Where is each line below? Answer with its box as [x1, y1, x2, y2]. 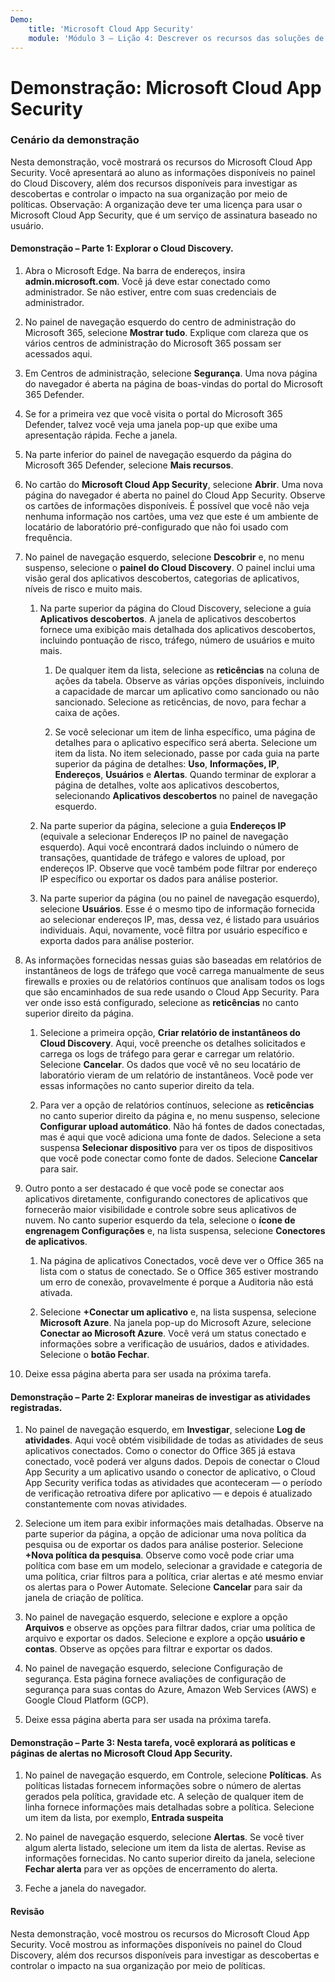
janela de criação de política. [24, 1592, 144, 1604]
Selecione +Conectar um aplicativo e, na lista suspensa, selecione [39, 1306, 317, 1318]
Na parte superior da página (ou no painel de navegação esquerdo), [39, 892, 320, 905]
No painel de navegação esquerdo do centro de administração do [24, 316, 297, 328]
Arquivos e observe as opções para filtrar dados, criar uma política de [24, 1622, 316, 1634]
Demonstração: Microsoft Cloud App [10, 76, 322, 99]
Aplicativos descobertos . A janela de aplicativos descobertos [39, 613, 297, 625]
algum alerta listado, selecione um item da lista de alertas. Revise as [24, 1842, 307, 1854]
